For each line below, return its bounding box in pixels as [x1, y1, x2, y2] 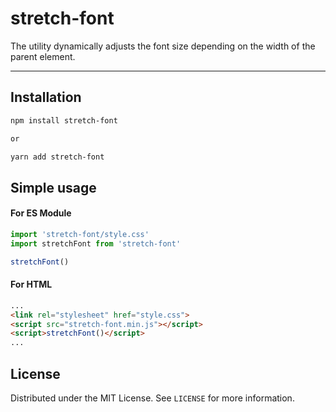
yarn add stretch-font [10, 152, 105, 162]
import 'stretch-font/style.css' [10, 229, 150, 239]
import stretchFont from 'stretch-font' [10, 238, 182, 249]
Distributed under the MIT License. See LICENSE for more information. [10, 392, 295, 404]
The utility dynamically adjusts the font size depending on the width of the [10, 40, 316, 52]
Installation [10, 89, 82, 106]
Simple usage [10, 179, 97, 196]
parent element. [10, 50, 76, 62]
